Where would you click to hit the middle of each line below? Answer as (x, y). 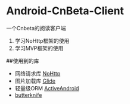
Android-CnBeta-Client (65, 11)
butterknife (28, 95)
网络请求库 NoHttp (38, 73)
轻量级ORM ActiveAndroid (47, 88)
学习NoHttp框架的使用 (42, 40)
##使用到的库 (23, 61)
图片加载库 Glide (35, 81)
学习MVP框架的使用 (39, 48)
